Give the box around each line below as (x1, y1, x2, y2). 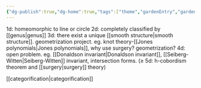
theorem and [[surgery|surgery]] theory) (6, 63, 106, 71)
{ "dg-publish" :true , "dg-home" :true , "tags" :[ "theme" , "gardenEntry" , (6, 8, 178, 15)
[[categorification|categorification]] (6, 75, 94, 82)
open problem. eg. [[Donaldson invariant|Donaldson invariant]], (6, 50, 162, 57)
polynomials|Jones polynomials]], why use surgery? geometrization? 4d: (6, 44, 185, 51)
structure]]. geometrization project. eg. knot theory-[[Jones (6, 38, 153, 45)
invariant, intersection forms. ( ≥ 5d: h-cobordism (66, 57, 187, 64)
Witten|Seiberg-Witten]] (6, 57, 65, 64)
